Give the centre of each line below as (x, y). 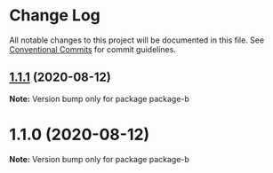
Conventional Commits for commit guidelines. (92, 49)
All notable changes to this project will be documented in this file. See (137, 40)
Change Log (55, 16)
